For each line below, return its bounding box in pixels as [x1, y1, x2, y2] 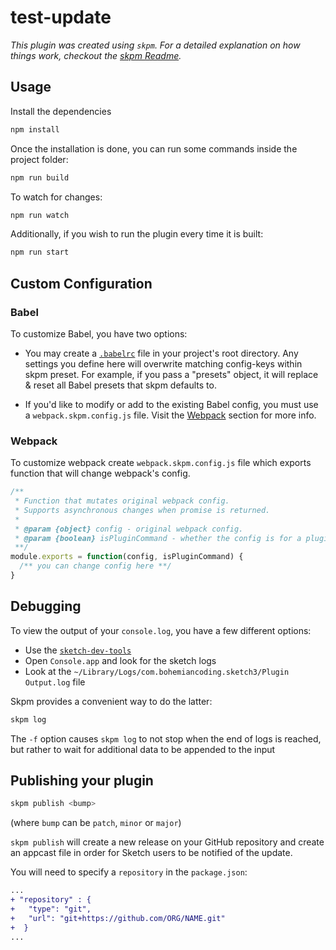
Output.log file [24, 676, 86, 688]
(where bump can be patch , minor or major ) [10, 817, 182, 829]
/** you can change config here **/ [19, 561, 172, 571]
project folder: [10, 153, 69, 165]
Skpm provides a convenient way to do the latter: [10, 695, 213, 707]
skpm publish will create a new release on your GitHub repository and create [10, 836, 325, 848]
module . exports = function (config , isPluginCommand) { [10, 552, 244, 562]
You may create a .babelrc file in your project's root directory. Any [24, 347, 299, 359]
